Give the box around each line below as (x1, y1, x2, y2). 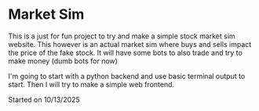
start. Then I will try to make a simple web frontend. (8, 80, 175, 89)
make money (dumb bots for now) (8, 56, 118, 66)
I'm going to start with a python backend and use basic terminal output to (8, 71, 246, 81)
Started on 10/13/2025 (8, 95, 80, 104)
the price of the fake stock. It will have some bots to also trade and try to (8, 48, 243, 57)
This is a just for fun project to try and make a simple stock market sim (8, 31, 235, 41)
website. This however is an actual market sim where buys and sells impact (8, 39, 252, 48)
